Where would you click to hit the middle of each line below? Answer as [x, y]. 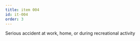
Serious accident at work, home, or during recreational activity [70, 33]
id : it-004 [17, 14]
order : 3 [14, 19]
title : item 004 [22, 10]
